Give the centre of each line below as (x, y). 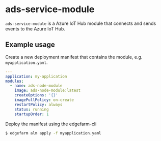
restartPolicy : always (38, 104)
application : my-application (36, 76)
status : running (32, 109)
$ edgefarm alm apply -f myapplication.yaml (53, 133)
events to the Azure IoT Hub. (35, 28)
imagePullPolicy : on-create (44, 100)
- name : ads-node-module (36, 86)
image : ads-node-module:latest (48, 91)
